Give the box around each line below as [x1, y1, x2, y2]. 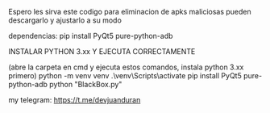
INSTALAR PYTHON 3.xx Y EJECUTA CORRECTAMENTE [8, 47, 196, 56]
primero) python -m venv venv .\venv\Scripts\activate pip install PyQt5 [8, 71, 242, 80]
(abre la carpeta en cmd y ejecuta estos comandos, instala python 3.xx [8, 62, 244, 72]
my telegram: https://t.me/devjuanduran [8, 95, 141, 104]
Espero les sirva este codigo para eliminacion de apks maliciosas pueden [8, 7, 251, 16]
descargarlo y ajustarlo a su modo [8, 15, 123, 25]
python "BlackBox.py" [49, 80, 123, 89]
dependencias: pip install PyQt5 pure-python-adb [8, 31, 173, 40]
